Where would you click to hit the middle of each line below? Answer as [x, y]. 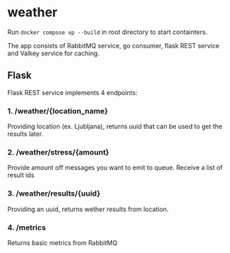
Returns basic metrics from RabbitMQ [62, 242]
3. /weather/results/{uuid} [54, 193]
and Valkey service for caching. [54, 53]
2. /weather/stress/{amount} [59, 152]
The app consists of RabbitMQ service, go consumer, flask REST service [114, 45]
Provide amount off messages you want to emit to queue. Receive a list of [115, 168]
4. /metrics [27, 227]
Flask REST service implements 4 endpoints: [72, 92]
